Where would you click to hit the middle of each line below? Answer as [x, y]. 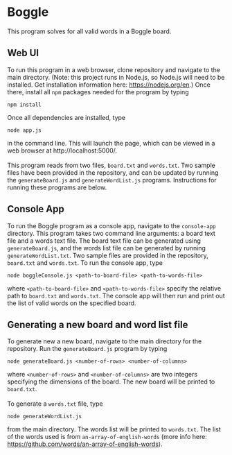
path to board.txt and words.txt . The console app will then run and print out [116, 295]
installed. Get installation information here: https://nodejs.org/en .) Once [109, 85]
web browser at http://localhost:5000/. [62, 151]
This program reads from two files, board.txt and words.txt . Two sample [111, 165]
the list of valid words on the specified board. [72, 303]
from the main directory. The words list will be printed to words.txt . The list [114, 429]
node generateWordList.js [44, 417]
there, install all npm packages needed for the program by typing [98, 92]
